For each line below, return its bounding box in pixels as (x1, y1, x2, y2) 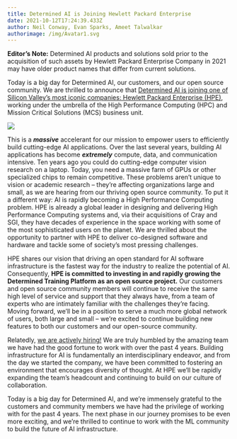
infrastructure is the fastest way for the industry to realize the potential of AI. (7, 262, 231, 270)
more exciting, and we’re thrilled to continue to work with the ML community (7, 417, 229, 426)
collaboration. (7, 381, 47, 389)
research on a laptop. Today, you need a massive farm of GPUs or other (7, 166, 216, 174)
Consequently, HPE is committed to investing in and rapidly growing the (7, 270, 221, 278)
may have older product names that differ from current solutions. (7, 64, 197, 73)
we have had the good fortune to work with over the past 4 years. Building (7, 343, 224, 352)
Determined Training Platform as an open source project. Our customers (7, 277, 223, 285)
